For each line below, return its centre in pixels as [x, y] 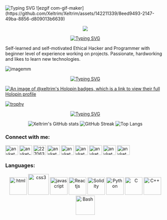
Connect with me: [28, 137]
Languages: [20, 165]
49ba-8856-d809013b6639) [35, 19]
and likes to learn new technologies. [43, 59]
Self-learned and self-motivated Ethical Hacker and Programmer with [78, 48]
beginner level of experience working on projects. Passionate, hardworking [84, 54]
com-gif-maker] [67, 8]
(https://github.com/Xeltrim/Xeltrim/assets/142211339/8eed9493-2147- [80, 13]
